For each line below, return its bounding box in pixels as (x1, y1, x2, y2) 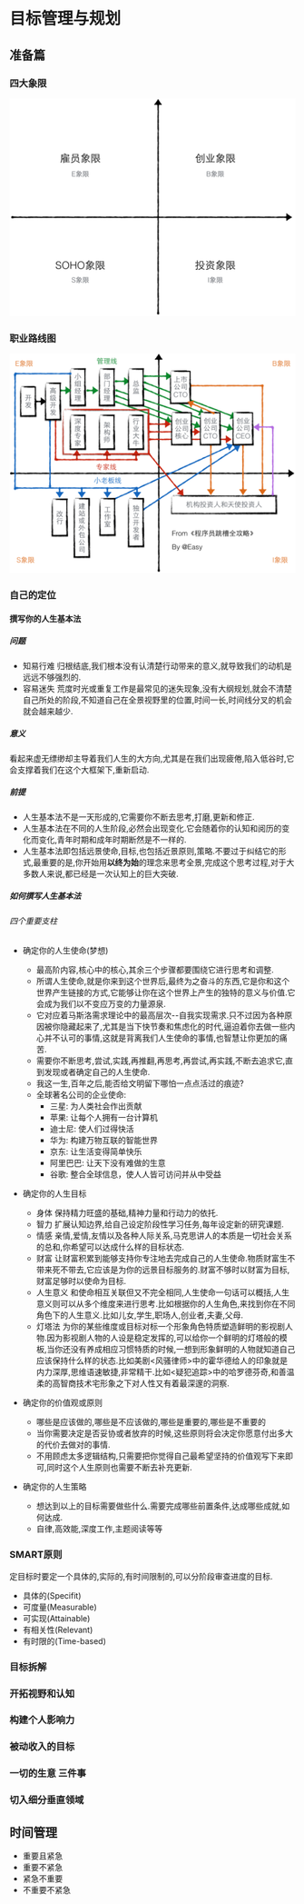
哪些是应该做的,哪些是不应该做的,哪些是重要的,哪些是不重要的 (35, 1417, 266, 1428)
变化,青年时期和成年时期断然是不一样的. (38, 833, 187, 845)
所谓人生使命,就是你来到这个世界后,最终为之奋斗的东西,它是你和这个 (35, 976, 290, 987)
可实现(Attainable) (22, 1612, 91, 1623)
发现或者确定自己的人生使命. (44, 1067, 151, 1078)
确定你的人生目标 (22, 1188, 87, 1200)
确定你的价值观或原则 (22, 1397, 103, 1409)
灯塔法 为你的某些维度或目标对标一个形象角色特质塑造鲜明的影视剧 (35, 1321, 286, 1332)
